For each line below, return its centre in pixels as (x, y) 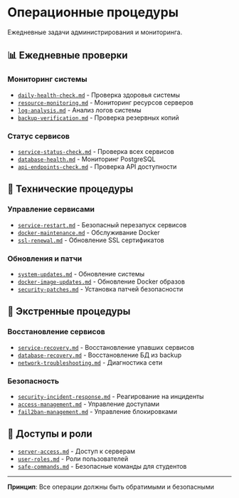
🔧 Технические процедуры (70, 189)
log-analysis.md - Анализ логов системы (79, 110)
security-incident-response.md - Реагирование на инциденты (111, 396)
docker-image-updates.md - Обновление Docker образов (101, 281)
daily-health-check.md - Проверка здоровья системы (99, 95)
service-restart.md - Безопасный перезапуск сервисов (102, 224)
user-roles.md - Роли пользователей (73, 458)
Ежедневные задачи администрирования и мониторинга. (95, 32)
